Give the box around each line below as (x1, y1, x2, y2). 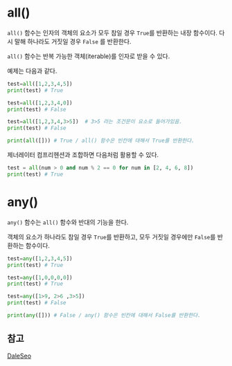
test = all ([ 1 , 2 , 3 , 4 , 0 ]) (7, 99, 73, 107)
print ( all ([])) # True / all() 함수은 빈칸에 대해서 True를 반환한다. (7, 137, 195, 145)
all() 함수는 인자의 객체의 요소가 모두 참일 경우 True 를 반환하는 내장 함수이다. (7, 28, 218, 37)
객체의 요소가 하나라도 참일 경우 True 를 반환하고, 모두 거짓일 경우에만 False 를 (7, 232, 216, 241)
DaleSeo (7, 351, 32, 360)
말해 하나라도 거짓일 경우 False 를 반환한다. (14, 37, 132, 46)
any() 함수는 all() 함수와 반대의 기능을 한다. (7, 218, 129, 226)
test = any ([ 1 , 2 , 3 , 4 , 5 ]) (7, 255, 73, 262)
